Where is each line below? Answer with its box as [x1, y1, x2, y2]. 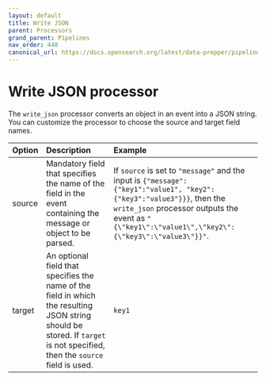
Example [113, 144, 147, 156]
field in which [46, 290, 97, 301]
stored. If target [46, 329, 106, 341]
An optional [46, 250, 89, 261]
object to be [46, 227, 91, 238]
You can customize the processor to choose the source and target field [8, 117, 241, 127]
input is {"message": [113, 175, 188, 186]
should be [46, 319, 83, 330]
